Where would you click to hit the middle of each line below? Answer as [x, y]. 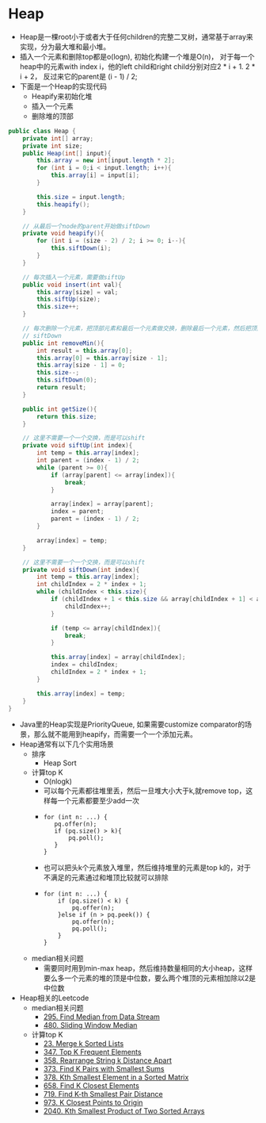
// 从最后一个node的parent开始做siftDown [86, 226]
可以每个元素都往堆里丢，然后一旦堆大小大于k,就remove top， [144, 791]
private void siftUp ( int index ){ [78, 446]
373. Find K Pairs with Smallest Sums [104, 1069]
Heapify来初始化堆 [62, 96]
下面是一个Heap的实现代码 [63, 86]
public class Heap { [42, 131]
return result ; [62, 388]
